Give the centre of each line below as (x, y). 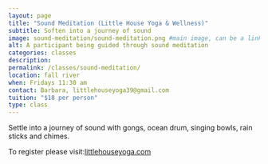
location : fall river (44, 75)
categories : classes (43, 53)
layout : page (30, 16)
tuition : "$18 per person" (53, 98)
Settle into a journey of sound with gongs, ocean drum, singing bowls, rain (130, 128)
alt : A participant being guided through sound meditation (108, 46)
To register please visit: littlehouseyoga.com (80, 152)
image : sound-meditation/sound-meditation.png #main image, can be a (126, 38)
